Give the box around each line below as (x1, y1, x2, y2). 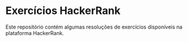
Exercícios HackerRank (5, 4, 121, 17)
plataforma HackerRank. (5, 29, 64, 36)
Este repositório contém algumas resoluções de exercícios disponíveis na (5, 23, 183, 30)
